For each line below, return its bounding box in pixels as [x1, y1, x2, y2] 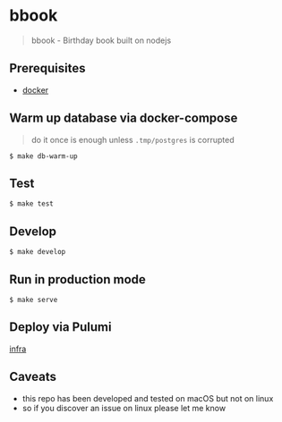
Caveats [9, 369, 56, 384]
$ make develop [9, 248, 66, 257]
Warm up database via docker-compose [9, 111, 238, 126]
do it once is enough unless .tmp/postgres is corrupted [30, 134, 235, 145]
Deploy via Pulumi [9, 319, 112, 335]
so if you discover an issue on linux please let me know [21, 402, 226, 413]
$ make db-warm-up [9, 151, 78, 161]
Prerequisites [9, 61, 86, 76]
